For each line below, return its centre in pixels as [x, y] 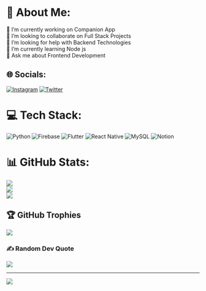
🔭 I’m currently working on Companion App [61, 29]
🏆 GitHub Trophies [44, 215]
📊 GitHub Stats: [48, 162]
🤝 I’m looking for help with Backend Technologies [69, 42]
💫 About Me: [39, 13]
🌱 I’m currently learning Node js [46, 49]
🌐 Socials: [26, 75]
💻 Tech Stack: [44, 115]
